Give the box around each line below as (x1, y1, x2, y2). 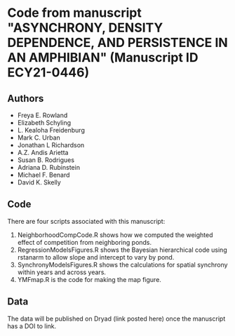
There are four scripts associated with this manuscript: (7, 217, 166, 225)
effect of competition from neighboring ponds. (17, 238, 152, 246)
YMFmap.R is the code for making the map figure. (17, 275, 161, 283)
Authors (7, 93, 44, 105)
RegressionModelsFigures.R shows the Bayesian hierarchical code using (17, 246, 227, 254)
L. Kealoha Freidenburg (17, 126, 86, 134)
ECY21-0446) (7, 65, 90, 81)
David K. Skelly (17, 178, 61, 187)
